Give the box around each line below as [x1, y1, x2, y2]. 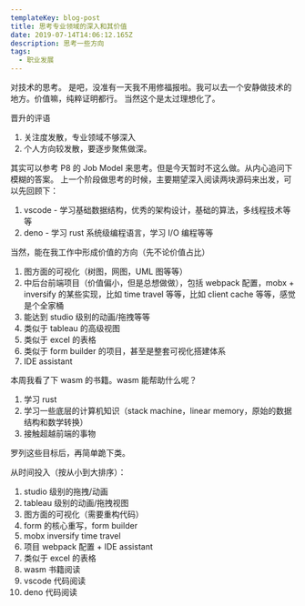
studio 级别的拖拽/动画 [23, 486, 108, 497]
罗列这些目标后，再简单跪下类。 [10, 448, 130, 458]
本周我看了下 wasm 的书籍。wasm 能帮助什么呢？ [10, 375, 198, 385]
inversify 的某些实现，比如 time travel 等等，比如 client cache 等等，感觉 [23, 288, 296, 299]
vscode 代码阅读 [23, 575, 86, 586]
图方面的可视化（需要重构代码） [23, 509, 144, 520]
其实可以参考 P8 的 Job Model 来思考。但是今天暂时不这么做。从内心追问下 [10, 163, 293, 173]
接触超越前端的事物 [23, 429, 97, 439]
